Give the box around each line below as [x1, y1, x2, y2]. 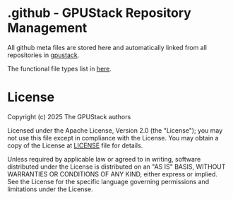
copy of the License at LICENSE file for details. [7, 141, 143, 150]
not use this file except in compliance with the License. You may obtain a [7, 133, 219, 142]
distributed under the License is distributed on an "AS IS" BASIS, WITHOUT [7, 162, 226, 171]
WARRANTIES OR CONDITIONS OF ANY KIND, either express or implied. [7, 169, 217, 178]
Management [7, 20, 88, 36]
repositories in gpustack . [7, 51, 80, 59]
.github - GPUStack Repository [7, 5, 192, 21]
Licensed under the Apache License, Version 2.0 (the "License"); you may [7, 126, 223, 135]
